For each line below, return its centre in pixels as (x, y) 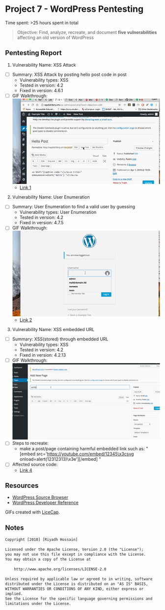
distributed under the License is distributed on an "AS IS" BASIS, (77, 584)
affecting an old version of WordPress (55, 37)
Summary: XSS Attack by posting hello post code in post (69, 74)
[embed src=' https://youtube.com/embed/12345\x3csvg (77, 454)
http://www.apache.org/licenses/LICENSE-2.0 (60, 569)
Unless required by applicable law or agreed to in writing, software (79, 579)
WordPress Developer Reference (45, 503)
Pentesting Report (34, 53)
